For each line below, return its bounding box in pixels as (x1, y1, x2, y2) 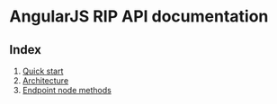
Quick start (22, 65, 64, 76)
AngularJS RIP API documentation (9, 6, 269, 27)
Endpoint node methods (22, 85, 112, 95)
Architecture (22, 75, 69, 86)
